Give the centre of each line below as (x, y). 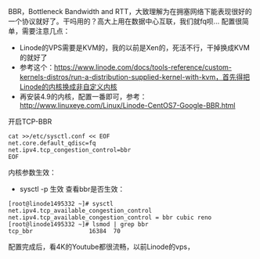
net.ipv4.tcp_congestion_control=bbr (70, 150)
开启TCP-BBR (30, 121)
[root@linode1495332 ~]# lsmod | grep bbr (78, 225)
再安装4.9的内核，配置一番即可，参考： (83, 97)
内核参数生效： (32, 172)
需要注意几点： (46, 31)
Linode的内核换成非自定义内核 (68, 87)
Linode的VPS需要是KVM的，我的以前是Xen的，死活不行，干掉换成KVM (135, 48)
